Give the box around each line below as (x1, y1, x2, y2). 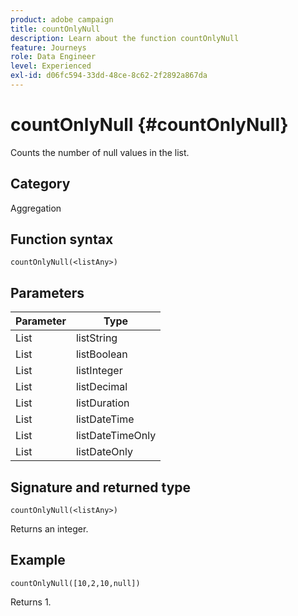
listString (75, 331, 118, 345)
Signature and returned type (10, 479, 192, 496)
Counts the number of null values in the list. (10, 146, 190, 158)
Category (10, 176, 71, 193)
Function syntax (10, 231, 114, 248)
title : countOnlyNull (10, 24, 101, 34)
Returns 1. (10, 596, 52, 608)
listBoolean (75, 347, 128, 361)
